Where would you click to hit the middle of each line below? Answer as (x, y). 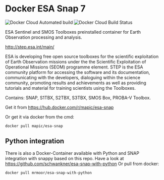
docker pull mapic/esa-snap (34, 126)
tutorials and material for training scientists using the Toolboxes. (71, 88)
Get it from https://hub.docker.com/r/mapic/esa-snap (59, 107)
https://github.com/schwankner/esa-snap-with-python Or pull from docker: (82, 164)
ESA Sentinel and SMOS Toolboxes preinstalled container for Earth (73, 32)
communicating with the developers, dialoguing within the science (73, 77)
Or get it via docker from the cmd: (40, 117)
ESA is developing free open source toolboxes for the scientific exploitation (82, 56)
